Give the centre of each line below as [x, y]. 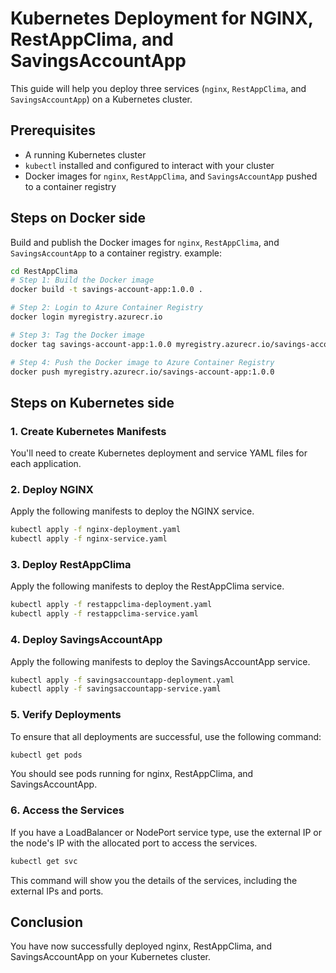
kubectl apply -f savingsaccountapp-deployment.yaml [122, 680]
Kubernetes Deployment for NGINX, [162, 18]
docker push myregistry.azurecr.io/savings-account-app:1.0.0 [142, 372]
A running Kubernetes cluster [85, 154]
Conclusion [47, 922]
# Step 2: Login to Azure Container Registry [106, 308]
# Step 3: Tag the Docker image [77, 335]
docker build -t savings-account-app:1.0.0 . [106, 290]
